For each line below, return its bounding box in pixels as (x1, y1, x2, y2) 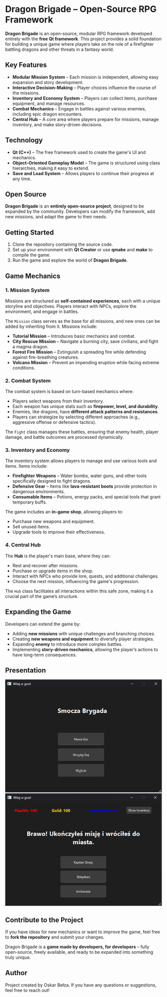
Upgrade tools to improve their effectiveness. (12, 529, 105, 535)
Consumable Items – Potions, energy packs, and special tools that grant (12, 494, 161, 500)
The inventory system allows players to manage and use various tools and (5, 458, 157, 464)
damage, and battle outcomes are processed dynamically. (5, 434, 124, 440)
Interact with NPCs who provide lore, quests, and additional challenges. (12, 573, 159, 579)
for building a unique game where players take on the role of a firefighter (5, 41, 154, 47)
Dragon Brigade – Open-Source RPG (5, 3, 157, 15)
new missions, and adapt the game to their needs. (5, 214, 108, 220)
